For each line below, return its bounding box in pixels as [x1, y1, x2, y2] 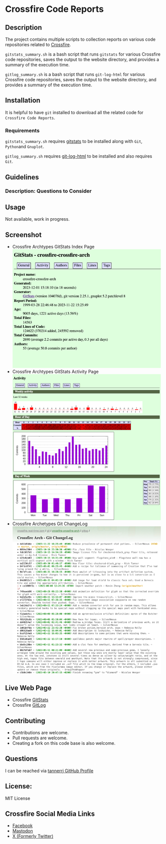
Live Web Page [5, 683, 52, 692]
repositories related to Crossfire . [5, 42, 71, 48]
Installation [5, 96, 41, 105]
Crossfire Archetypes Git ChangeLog [12, 521, 88, 527]
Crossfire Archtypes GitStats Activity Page [12, 368, 99, 374]
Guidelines [5, 173, 39, 181]
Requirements [5, 127, 40, 134]
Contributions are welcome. [12, 729, 69, 735]
